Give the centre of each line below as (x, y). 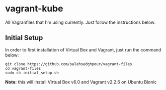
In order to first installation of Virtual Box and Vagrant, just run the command (83, 49)
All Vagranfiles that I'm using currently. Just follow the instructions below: (80, 22)
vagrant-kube (34, 9)
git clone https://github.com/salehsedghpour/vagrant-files (69, 64)
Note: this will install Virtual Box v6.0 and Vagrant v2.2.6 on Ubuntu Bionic (81, 82)
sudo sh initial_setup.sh (32, 73)
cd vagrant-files (23, 68)
